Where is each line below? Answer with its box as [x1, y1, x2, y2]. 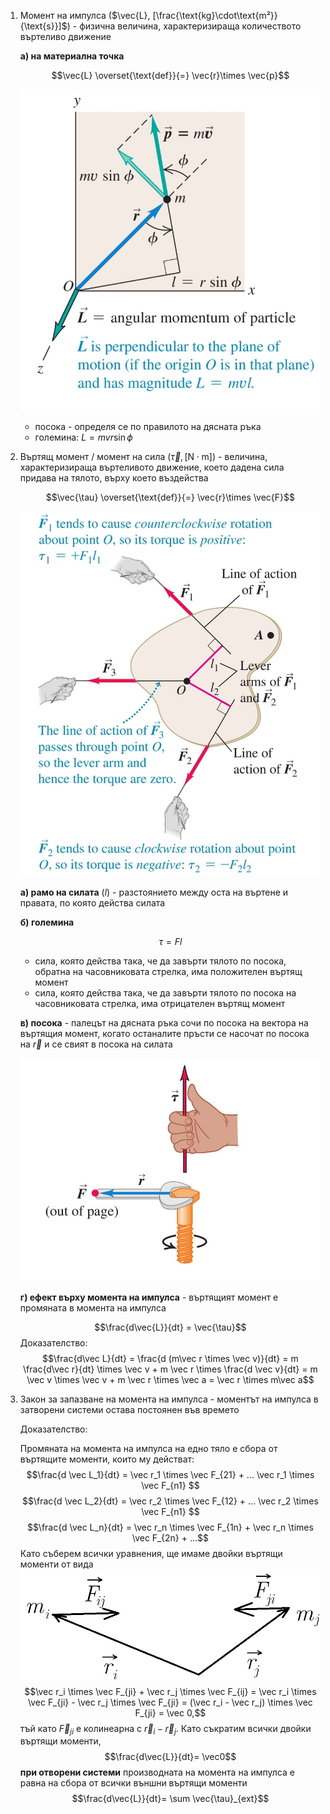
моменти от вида [19, 1558, 94, 1570]
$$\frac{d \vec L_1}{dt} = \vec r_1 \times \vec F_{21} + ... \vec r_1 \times [26, 1469, 315, 1481]
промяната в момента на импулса [19, 1302, 167, 1314]
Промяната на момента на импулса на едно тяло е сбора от [19, 1443, 278, 1455]
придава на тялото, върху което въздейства [19, 471, 209, 484]
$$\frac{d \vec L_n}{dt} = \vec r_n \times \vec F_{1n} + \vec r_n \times [26, 1521, 314, 1534]
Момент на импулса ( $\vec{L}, [19, 10, 151, 21]
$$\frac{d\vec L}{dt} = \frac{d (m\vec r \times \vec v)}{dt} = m [42, 1353, 299, 1365]
